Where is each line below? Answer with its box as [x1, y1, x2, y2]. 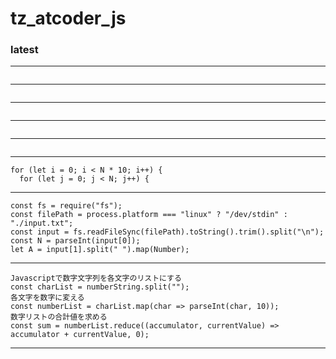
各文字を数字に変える [10, 293, 85, 303]
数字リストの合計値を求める [10, 312, 108, 322]
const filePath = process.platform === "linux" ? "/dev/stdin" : [10, 210, 288, 220]
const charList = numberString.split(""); [10, 282, 190, 292]
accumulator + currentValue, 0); [10, 330, 150, 340]
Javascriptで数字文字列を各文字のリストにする [10, 273, 182, 284]
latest [10, 43, 39, 57]
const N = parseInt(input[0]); [10, 236, 141, 246]
